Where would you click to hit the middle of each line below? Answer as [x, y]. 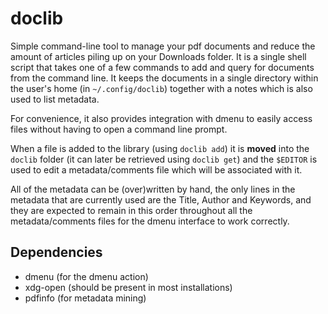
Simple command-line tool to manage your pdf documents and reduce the [163, 46]
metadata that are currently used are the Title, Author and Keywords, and [161, 199]
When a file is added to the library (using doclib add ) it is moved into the [160, 148]
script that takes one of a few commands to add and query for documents [162, 67]
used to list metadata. [55, 99]
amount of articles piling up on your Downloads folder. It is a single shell [158, 56]
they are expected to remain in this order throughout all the [131, 210]
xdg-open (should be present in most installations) [128, 287]
